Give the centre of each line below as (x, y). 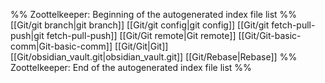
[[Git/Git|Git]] (141, 46)
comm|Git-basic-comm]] (61, 46)
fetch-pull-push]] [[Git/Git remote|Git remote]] (141, 35)
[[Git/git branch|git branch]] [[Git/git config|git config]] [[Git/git (140, 25)
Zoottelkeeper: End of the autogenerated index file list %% (131, 67)
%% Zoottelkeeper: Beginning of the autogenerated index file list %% (154, 14)
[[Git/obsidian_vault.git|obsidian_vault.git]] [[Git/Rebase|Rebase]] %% (154, 57)
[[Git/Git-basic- (270, 35)
